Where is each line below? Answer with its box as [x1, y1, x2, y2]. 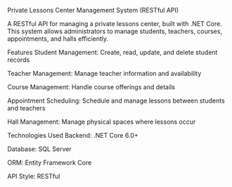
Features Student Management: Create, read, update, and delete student [7, 49, 218, 56]
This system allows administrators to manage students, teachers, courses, [7, 27, 223, 35]
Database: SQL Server [7, 145, 72, 153]
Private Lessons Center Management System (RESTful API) [7, 6, 179, 14]
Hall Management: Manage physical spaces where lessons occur [7, 117, 196, 126]
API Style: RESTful [7, 172, 60, 180]
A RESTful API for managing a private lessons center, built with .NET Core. [7, 20, 223, 27]
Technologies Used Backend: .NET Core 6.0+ [7, 131, 138, 139]
